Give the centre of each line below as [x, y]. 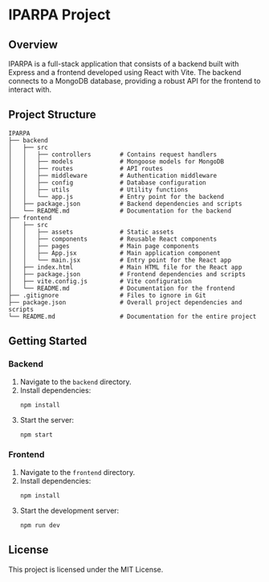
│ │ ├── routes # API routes [86, 168]
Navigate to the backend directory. [75, 382]
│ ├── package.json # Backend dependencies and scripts [125, 204]
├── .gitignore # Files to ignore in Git [107, 295]
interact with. [30, 89]
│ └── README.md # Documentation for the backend [120, 211]
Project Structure [52, 115]
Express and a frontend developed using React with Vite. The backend [125, 72]
